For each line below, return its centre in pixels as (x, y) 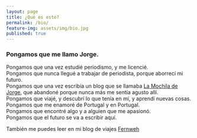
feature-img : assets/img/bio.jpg (47, 28)
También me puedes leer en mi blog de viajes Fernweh (73, 129)
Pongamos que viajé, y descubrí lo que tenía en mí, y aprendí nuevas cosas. (98, 99)
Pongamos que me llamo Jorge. (52, 54)
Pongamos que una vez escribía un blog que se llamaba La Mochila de (92, 86)
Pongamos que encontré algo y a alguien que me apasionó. (79, 111)
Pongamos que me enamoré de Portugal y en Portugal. (73, 105)
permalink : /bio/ (28, 23)
